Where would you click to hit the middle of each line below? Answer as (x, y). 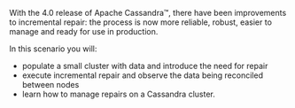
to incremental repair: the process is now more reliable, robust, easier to (141, 22)
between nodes (50, 85)
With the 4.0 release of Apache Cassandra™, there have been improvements (148, 13)
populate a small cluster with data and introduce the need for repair (145, 66)
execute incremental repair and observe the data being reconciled (143, 75)
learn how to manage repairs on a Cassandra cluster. (118, 94)
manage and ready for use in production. (84, 31)
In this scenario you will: (53, 49)
